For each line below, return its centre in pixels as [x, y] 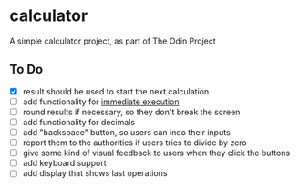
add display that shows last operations [95, 173]
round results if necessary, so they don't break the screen [131, 112]
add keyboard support [64, 163]
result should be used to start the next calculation [116, 91]
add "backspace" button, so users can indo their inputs [126, 132]
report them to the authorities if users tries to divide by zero [135, 143]
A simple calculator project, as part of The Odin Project [113, 41]
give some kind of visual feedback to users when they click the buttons [156, 153]
